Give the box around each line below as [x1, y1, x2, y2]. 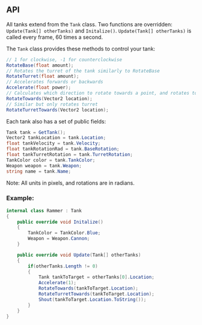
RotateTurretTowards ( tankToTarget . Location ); [38, 291, 155, 297]
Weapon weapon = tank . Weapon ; [6, 162, 82, 168]
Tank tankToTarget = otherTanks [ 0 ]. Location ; [38, 274, 155, 281]
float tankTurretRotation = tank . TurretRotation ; [6, 152, 133, 158]
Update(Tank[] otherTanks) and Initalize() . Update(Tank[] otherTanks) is [6, 27, 192, 34]
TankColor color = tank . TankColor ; [6, 157, 96, 163]
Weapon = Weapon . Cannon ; [28, 236, 90, 242]
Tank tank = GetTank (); [6, 129, 66, 136]
